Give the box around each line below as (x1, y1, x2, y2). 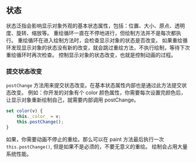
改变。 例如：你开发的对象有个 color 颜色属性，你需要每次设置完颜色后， (10, 89, 187, 96)
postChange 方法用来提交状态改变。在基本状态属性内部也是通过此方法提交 (6, 82, 182, 89)
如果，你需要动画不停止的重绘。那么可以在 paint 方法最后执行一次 (6, 136, 164, 143)
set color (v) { (6, 108, 43, 114)
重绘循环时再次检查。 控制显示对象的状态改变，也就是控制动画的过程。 (6, 51, 176, 58)
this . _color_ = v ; (16, 113, 61, 119)
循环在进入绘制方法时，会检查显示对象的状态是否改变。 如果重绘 (27, 37, 183, 44)
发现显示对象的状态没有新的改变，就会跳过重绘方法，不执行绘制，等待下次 (10, 44, 190, 51)
